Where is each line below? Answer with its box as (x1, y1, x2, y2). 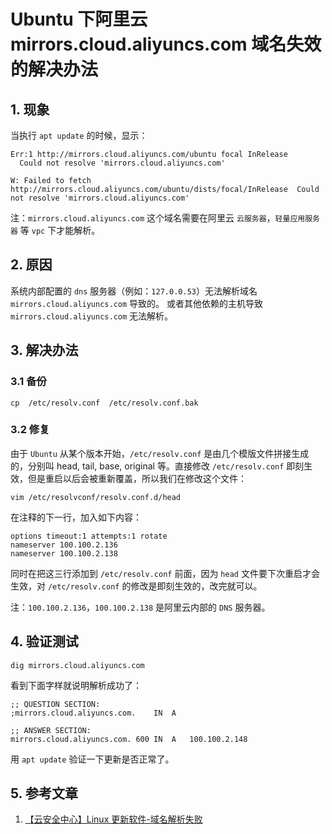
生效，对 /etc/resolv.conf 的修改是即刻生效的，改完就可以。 (10, 580, 263, 592)
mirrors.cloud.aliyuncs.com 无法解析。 (10, 310, 174, 322)
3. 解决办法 (10, 342, 79, 359)
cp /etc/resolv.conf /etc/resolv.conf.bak (10, 398, 199, 408)
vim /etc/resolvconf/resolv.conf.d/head (10, 492, 182, 502)
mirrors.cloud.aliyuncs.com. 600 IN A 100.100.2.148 (10, 734, 248, 744)
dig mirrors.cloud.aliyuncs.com (10, 660, 145, 670)
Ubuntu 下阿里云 (10, 8, 148, 31)
